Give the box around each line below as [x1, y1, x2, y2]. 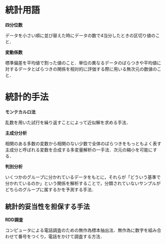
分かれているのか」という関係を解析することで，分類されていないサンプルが [5, 180, 161, 186]
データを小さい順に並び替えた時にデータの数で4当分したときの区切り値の [5, 32, 156, 38]
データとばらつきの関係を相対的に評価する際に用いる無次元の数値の [18, 66, 157, 72]
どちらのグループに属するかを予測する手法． [5, 186, 97, 192]
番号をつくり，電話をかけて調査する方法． [18, 233, 105, 239]
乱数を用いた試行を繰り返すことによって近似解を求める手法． [5, 119, 131, 125]
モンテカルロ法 [5, 109, 36, 115]
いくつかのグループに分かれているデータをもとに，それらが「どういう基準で [5, 174, 161, 180]
